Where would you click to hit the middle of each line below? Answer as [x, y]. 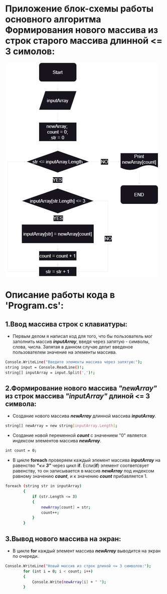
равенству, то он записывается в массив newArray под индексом [83, 471]
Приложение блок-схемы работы [79, 9]
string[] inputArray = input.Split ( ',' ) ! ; [50, 373]
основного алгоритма [53, 19]
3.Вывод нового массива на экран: [63, 539]
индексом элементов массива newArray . [57, 441]
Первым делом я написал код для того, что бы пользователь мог [82, 336]
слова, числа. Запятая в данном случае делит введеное [73, 346]
